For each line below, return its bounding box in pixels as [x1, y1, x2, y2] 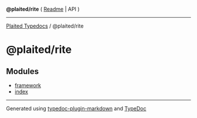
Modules [6, 66, 39, 76]
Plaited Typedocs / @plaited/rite [6, 22, 84, 29]
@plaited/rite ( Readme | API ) [6, 6, 80, 12]
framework [14, 82, 42, 89]
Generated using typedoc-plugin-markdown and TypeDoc [6, 105, 147, 112]
